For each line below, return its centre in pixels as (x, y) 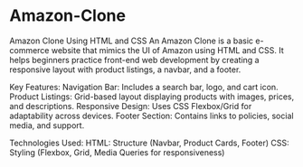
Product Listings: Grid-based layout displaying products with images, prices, (152, 97)
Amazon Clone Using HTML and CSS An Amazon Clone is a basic (132, 41)
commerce (29, 50)
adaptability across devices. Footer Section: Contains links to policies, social (151, 116)
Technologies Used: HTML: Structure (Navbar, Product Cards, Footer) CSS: (149, 143)
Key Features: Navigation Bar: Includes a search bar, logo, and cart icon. (144, 87)
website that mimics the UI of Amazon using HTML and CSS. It (167, 50)
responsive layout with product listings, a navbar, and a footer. (125, 70)
